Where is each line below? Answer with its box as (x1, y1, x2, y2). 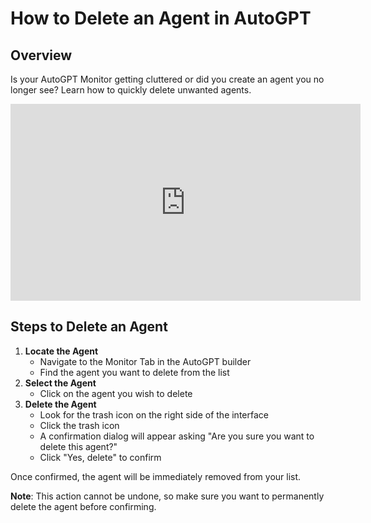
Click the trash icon (39, 419, 120, 431)
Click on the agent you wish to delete (39, 387, 193, 399)
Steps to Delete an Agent (10, 318, 168, 336)
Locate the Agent (24, 345, 99, 357)
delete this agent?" (39, 440, 118, 452)
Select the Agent (24, 377, 97, 389)
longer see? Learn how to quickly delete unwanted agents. (10, 84, 252, 96)
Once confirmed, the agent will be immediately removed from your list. (10, 470, 302, 482)
